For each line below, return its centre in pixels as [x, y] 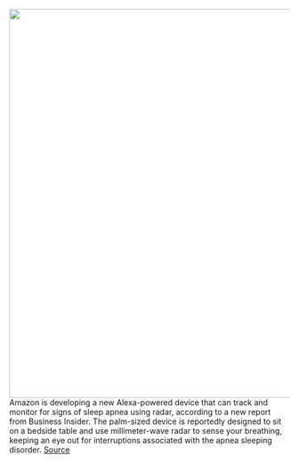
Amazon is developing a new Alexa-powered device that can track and [139, 403]
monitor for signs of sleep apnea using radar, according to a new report [140, 412]
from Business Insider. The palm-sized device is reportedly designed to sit [145, 421]
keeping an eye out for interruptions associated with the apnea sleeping [141, 440]
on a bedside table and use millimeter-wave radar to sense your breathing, [146, 431]
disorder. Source [40, 450]
